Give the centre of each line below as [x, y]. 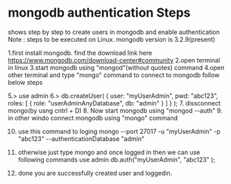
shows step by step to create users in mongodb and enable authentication [114, 32]
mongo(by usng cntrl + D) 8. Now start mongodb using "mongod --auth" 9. [115, 110]
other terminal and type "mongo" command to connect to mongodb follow [114, 75]
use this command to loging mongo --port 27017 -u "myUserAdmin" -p [119, 131]
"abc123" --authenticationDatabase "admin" [81, 139]
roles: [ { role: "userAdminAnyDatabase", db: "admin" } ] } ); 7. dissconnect [114, 103]
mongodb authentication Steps [99, 13]
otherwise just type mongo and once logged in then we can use [109, 152]
